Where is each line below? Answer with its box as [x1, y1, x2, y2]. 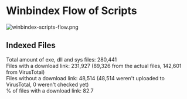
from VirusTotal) [6, 69, 45, 76]
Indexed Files [6, 40, 56, 50]
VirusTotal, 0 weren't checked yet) [6, 81, 89, 88]
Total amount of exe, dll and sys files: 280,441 [6, 56, 117, 63]
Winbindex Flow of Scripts [6, 4, 137, 18]
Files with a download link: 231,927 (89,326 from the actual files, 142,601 [6, 62, 182, 69]
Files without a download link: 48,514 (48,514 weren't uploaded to [6, 74, 165, 81]
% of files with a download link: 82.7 [6, 87, 94, 94]
